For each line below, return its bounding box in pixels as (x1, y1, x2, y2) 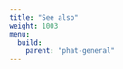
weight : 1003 (9, 22, 59, 30)
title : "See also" (9, 13, 79, 22)
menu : (9, 30, 30, 39)
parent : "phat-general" (25, 47, 116, 56)
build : (17, 38, 43, 47)
